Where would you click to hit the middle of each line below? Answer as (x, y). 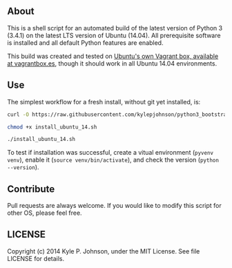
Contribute (31, 189)
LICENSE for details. (36, 258)
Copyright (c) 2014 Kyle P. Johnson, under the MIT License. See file (104, 251)
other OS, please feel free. (45, 213)
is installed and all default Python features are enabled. (85, 42)
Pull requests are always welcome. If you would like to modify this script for (115, 206)
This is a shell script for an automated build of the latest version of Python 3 (115, 28)
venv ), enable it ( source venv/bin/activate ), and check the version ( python (113, 160)
